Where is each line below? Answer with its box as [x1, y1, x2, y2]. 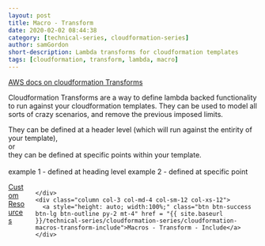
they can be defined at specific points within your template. [8, 149, 202, 159]
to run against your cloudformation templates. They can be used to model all [8, 100, 257, 111]
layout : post [8, 11, 51, 20]
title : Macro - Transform [8, 19, 93, 27]
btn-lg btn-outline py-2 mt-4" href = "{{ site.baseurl [35, 210, 224, 218]
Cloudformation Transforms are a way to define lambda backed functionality [8, 93, 257, 102]
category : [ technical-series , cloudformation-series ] [8, 33, 190, 42]
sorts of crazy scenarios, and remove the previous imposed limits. [8, 109, 224, 119]
